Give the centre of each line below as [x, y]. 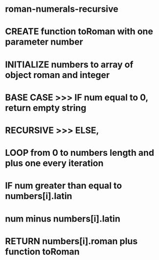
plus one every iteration [54, 163]
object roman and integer [57, 75]
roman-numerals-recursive [62, 9]
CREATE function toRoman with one [79, 32]
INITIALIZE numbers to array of [69, 64]
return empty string [46, 108]
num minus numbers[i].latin [63, 218]
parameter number [44, 42]
